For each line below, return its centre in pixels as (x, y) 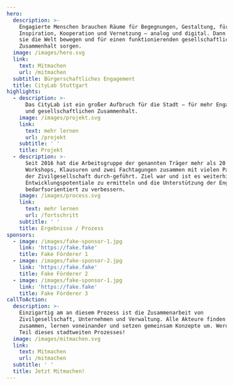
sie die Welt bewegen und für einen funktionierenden (99, 40)
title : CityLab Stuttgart (51, 85)
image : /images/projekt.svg (60, 117)
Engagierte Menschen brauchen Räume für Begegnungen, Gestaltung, (118, 27)
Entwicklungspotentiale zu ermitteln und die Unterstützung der (120, 183)
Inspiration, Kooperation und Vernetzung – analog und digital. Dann (123, 33)
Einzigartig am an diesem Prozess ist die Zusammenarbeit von (111, 313)
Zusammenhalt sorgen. (50, 46)
